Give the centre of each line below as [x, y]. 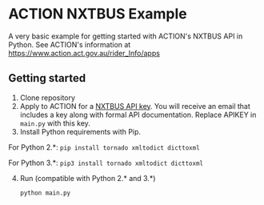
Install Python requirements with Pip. [80, 131]
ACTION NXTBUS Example [98, 14]
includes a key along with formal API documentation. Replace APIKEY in [138, 115]
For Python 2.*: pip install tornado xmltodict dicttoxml [104, 147]
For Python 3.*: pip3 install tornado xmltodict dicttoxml [106, 163]
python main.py [45, 193]
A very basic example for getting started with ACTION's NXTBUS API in [126, 36]
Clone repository [48, 98]
